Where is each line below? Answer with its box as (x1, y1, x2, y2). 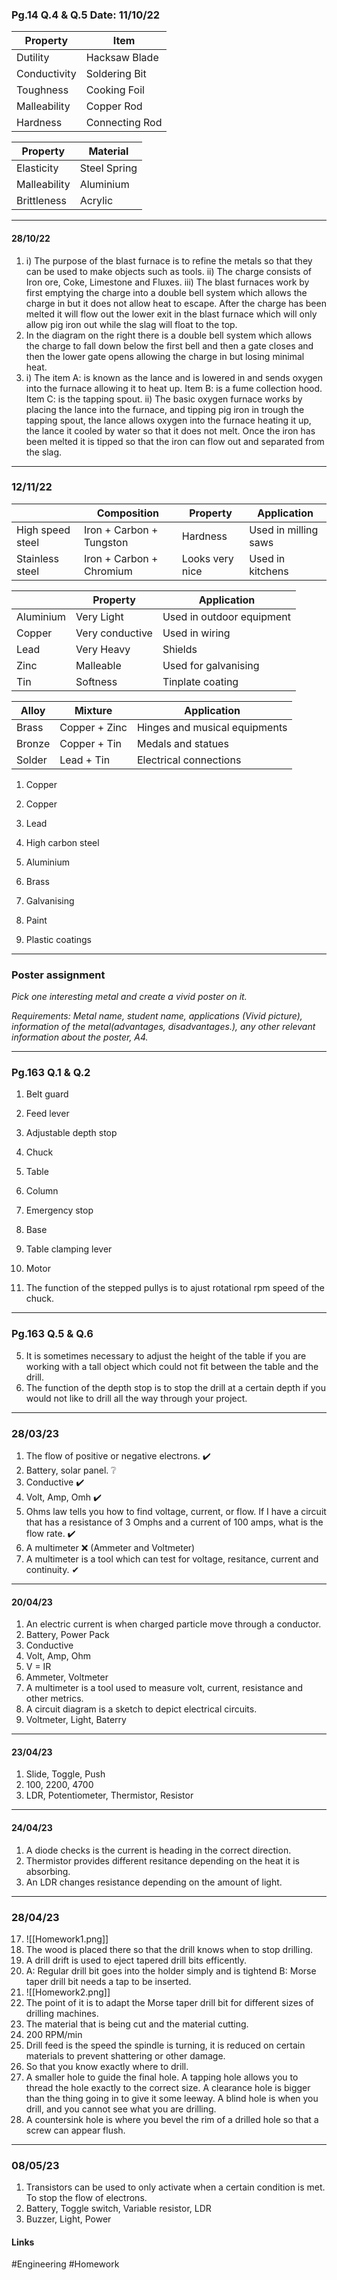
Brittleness (16, 194, 67, 208)
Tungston (83, 535, 129, 549)
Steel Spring (79, 161, 138, 175)
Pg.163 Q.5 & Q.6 (11, 1327, 94, 1341)
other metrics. (25, 1693, 84, 1705)
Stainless (16, 551, 59, 565)
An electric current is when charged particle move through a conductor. (25, 1618, 322, 1630)
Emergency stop (25, 1204, 94, 1217)
